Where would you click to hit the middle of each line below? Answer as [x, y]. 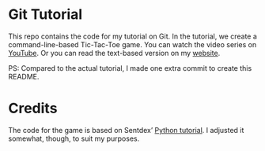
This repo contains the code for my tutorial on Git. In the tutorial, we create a [132, 36]
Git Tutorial [45, 15]
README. [24, 76]
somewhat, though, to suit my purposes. [74, 138]
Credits [33, 109]
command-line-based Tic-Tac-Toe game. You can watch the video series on [132, 44]
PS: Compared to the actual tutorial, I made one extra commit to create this [130, 68]
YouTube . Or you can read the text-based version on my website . [114, 53]
